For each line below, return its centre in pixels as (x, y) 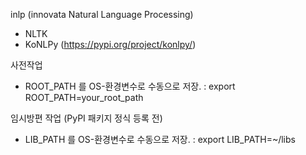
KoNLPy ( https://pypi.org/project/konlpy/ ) (110, 44)
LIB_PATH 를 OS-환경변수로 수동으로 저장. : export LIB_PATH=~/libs (160, 139)
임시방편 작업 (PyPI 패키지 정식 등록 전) (86, 118)
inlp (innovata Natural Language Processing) (102, 14)
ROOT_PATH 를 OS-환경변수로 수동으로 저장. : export (130, 86)
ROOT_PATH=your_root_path (84, 97)
